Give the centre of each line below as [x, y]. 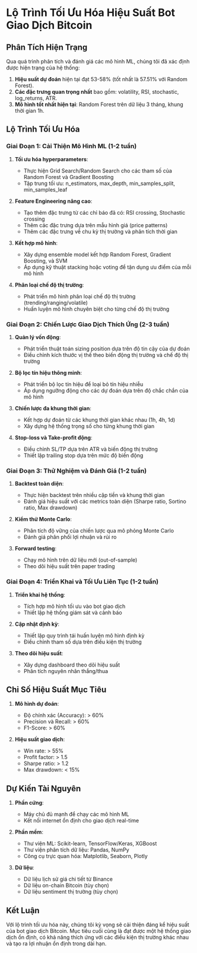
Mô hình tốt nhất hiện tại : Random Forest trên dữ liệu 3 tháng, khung [99, 104]
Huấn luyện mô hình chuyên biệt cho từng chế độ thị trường [96, 309]
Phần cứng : [29, 803]
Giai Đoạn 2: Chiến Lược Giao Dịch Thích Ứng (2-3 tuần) [88, 324]
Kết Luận [23, 910]
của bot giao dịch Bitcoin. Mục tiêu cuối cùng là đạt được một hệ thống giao [99, 931]
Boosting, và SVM [45, 260]
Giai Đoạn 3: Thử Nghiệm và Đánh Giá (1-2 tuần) [77, 470]
